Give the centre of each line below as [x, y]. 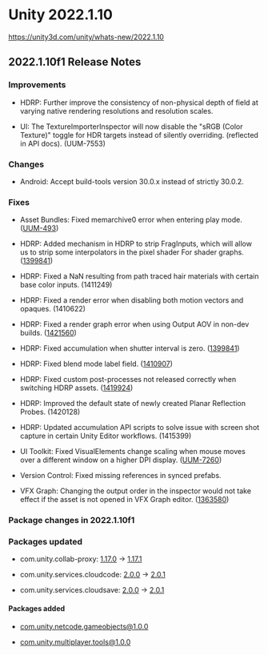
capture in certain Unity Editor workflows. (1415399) [106, 436]
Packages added [37, 609]
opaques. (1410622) [53, 309]
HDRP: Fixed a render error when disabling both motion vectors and [132, 300]
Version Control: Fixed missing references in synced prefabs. [120, 476]
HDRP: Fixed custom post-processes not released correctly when [128, 380]
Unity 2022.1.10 [61, 15]
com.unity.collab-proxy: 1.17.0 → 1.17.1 [81, 559]
